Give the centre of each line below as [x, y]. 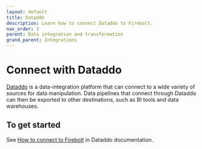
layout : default [27, 12]
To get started [33, 125]
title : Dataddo [25, 18]
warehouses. [22, 106]
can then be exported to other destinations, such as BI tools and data [93, 99]
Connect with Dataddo [64, 70]
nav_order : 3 [23, 29]
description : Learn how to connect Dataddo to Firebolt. [80, 23]
